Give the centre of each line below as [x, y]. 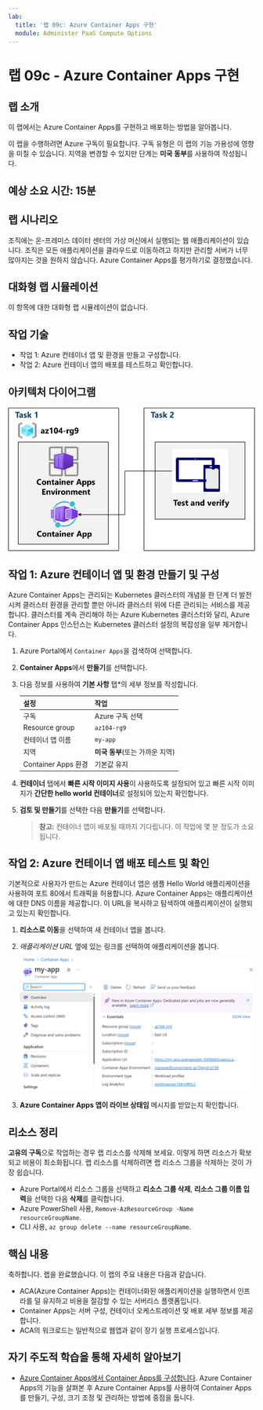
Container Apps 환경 [56, 764]
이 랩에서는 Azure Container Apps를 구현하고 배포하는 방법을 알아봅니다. [120, 127]
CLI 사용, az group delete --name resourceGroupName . [105, 1227]
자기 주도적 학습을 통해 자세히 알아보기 [95, 1358]
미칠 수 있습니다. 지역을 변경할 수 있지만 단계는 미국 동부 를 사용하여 [118, 154]
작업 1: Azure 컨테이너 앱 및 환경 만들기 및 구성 [114, 575]
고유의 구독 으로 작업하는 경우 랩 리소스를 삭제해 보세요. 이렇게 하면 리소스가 [122, 1153]
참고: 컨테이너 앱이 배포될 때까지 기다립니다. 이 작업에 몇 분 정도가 [139, 826]
